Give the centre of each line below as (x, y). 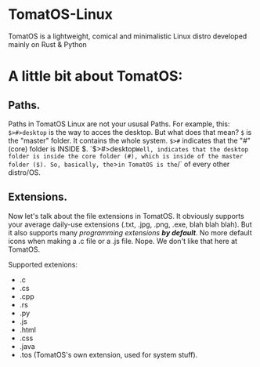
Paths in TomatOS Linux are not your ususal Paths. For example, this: (119, 124)
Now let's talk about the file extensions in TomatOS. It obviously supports (126, 216)
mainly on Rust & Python (48, 44)
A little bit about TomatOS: (96, 76)
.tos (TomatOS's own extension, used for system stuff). (108, 354)
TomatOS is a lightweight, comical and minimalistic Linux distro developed (128, 36)
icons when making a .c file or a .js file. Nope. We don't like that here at (123, 241)
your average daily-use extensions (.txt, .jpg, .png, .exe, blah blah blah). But (130, 224)
